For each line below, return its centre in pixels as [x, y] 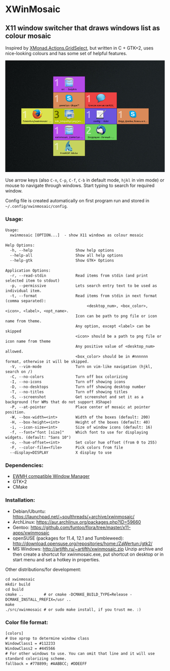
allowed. [14, 352]
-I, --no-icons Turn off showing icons [68, 382]
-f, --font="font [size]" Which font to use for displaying [79, 433]
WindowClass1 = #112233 [30, 643]
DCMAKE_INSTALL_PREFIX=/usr [35, 599]
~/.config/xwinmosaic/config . [37, 206]
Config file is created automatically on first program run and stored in [77, 200]
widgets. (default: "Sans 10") [38, 438]
